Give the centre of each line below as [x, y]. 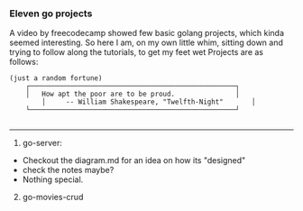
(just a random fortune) [56, 78]
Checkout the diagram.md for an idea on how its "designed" [134, 161]
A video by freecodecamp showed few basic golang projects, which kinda [147, 33]
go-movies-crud [53, 197]
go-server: [42, 143]
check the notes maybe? [68, 170]
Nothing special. [53, 179]
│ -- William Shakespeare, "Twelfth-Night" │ [149, 102]
